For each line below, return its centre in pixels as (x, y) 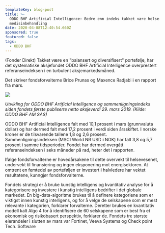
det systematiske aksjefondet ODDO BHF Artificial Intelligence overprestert (81, 65)
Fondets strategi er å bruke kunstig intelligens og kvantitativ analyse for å (79, 184)
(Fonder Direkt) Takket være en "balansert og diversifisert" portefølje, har (79, 60)
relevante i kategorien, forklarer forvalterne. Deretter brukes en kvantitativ (80, 205)
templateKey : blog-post (29, 10)
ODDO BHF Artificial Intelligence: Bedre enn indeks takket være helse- (85, 19)
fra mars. (14, 85)
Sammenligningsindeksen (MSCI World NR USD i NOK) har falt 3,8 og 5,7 (79, 139)
